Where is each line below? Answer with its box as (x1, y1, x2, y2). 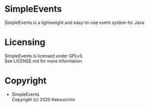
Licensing (4, 37, 46, 48)
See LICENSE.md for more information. (4, 58, 83, 64)
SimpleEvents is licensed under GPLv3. (4, 53, 84, 59)
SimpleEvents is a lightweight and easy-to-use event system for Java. (4, 20, 146, 25)
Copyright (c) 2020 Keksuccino (11, 96, 75, 102)
